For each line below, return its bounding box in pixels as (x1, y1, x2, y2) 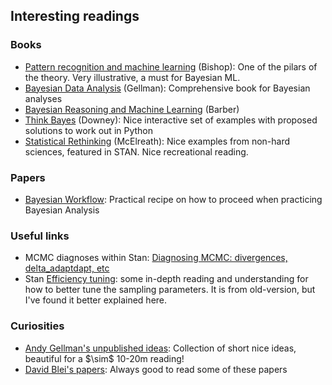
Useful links (10, 229, 70, 243)
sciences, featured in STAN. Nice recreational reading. (24, 145, 249, 158)
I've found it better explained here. (24, 294, 168, 306)
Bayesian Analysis (24, 204, 100, 216)
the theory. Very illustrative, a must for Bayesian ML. (24, 71, 241, 83)
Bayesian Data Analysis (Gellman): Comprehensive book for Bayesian (24, 82, 311, 94)
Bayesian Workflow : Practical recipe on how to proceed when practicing (24, 193, 323, 205)
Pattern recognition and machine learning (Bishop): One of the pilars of (24, 60, 318, 73)
